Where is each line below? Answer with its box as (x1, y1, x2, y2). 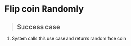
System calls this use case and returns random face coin (11, 35, 127, 41)
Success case (16, 23, 61, 31)
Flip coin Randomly (4, 3, 84, 15)
